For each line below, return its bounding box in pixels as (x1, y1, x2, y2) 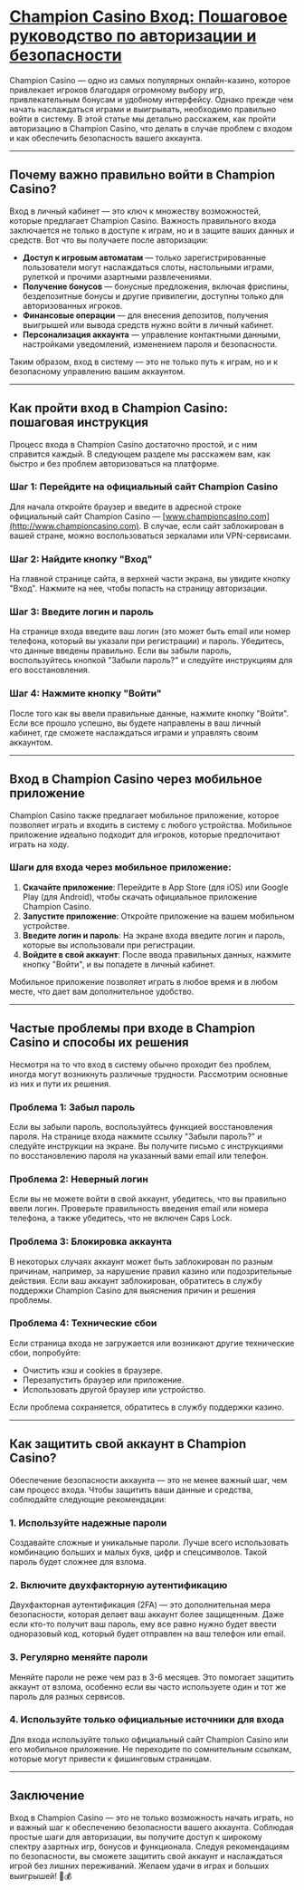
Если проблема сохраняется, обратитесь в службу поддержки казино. (9, 1402, 285, 1413)
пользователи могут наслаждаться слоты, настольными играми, (22, 261, 275, 273)
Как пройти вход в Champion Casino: (9, 400, 229, 416)
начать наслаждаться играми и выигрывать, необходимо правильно (9, 103, 277, 114)
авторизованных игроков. (22, 300, 123, 311)
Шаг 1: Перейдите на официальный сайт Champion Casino (9, 480, 279, 493)
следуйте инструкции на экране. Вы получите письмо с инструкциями (9, 1140, 283, 1152)
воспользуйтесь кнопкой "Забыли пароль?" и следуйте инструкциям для (9, 655, 293, 666)
